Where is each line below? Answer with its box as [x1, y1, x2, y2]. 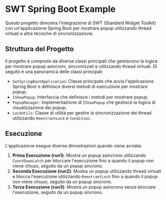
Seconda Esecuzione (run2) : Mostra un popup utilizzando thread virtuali [12, 168, 162, 174]
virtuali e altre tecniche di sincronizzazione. [5, 30, 94, 36]
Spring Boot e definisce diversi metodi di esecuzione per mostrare [12, 83, 148, 89]
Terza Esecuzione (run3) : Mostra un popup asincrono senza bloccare [12, 184, 156, 190]
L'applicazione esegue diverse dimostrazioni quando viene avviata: [5, 142, 142, 148]
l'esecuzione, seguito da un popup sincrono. [12, 189, 104, 195]
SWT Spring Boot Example [5, 3, 116, 15]
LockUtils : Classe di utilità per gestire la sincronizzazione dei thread [12, 110, 152, 116]
